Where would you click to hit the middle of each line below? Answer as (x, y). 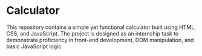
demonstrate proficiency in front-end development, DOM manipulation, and (100, 40)
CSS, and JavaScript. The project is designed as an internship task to (93, 33)
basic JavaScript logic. (35, 46)
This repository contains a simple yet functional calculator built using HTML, (101, 27)
